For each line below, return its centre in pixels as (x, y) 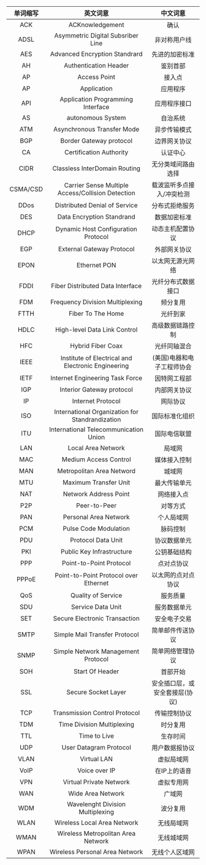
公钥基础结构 (173, 552)
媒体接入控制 (173, 460)
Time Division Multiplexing (96, 724)
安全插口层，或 (173, 683)
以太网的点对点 (173, 575)
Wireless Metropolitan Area (97, 833)
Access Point (96, 77)
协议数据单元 (173, 540)
